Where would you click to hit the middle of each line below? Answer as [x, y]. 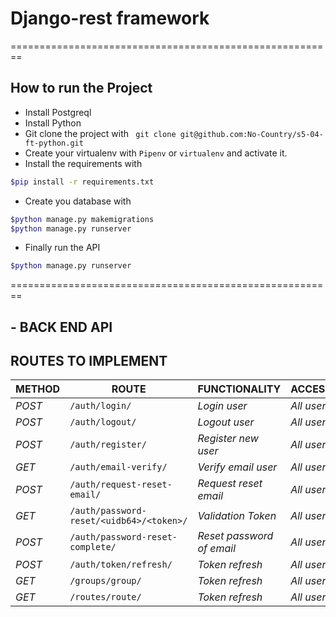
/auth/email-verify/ [118, 467]
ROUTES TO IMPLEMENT [89, 361]
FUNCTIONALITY [239, 389]
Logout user [226, 422]
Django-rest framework [110, 18]
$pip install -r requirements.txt [82, 182]
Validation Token [237, 516]
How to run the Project [81, 88]
